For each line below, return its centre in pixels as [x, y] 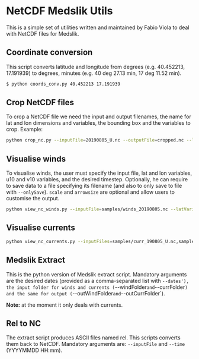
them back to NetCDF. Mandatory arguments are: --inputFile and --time [96, 344]
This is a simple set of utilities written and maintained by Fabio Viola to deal [98, 27]
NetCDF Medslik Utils [60, 11]
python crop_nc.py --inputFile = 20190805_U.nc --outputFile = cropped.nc [95, 140]
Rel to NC [24, 323]
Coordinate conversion [49, 53]
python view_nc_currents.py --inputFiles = [59, 241]
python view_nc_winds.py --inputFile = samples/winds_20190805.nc [87, 209]
